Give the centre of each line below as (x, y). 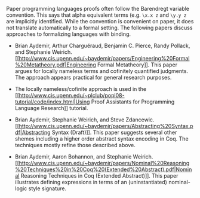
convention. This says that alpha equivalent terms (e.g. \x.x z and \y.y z (96, 15)
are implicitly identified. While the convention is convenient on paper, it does (100, 21)
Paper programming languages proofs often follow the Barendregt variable (98, 9)
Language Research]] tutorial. (51, 108)
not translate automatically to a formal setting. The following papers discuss (99, 28)
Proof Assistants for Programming (133, 102)
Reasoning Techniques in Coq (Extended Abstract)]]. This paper (99, 176)
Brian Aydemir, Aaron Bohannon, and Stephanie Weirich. (84, 157)
